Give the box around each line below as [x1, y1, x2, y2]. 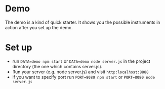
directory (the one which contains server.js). [12, 63, 103, 69]
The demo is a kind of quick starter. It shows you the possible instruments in [5, 19, 161, 25]
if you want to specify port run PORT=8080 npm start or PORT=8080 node [12, 74, 155, 80]
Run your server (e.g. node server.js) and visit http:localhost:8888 [12, 69, 149, 75]
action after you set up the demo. [5, 24, 73, 30]
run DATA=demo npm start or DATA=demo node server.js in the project [12, 58, 151, 64]
